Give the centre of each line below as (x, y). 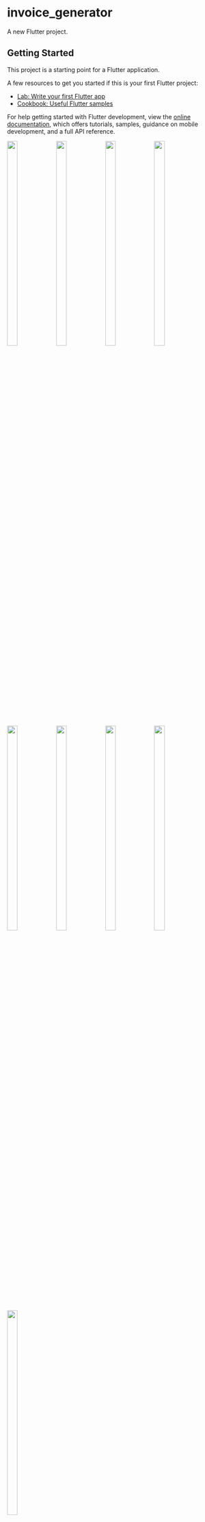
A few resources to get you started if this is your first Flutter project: (102, 83)
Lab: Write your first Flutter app (61, 96)
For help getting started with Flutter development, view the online (99, 116)
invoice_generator (60, 13)
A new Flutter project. (38, 32)
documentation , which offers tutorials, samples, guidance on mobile (102, 124)
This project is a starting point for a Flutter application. (83, 69)
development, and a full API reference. (61, 131)
